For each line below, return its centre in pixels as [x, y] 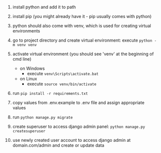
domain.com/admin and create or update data [58, 145]
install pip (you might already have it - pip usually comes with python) [82, 16]
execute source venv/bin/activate [62, 84]
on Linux [28, 79]
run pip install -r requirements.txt [50, 93]
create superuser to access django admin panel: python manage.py [79, 126]
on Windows [32, 68]
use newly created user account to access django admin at [72, 140]
